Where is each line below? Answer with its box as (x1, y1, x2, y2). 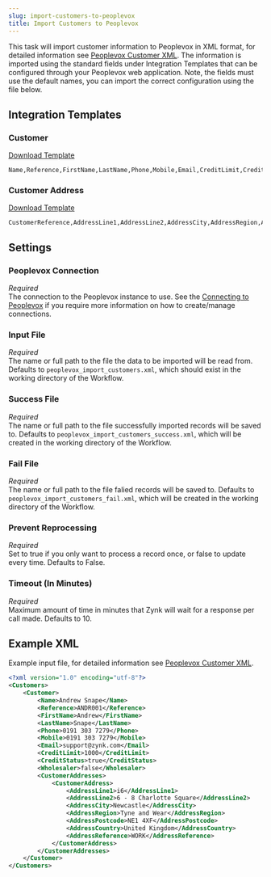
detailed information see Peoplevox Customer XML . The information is (8, 50, 242, 60)
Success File (8, 394, 60, 405)
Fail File (8, 457, 39, 469)
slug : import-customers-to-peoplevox (8, 11, 135, 20)
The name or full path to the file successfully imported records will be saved (8, 420, 261, 430)
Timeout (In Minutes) (8, 578, 93, 589)
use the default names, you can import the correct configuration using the (8, 76, 254, 86)
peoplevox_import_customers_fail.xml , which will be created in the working (8, 494, 259, 504)
